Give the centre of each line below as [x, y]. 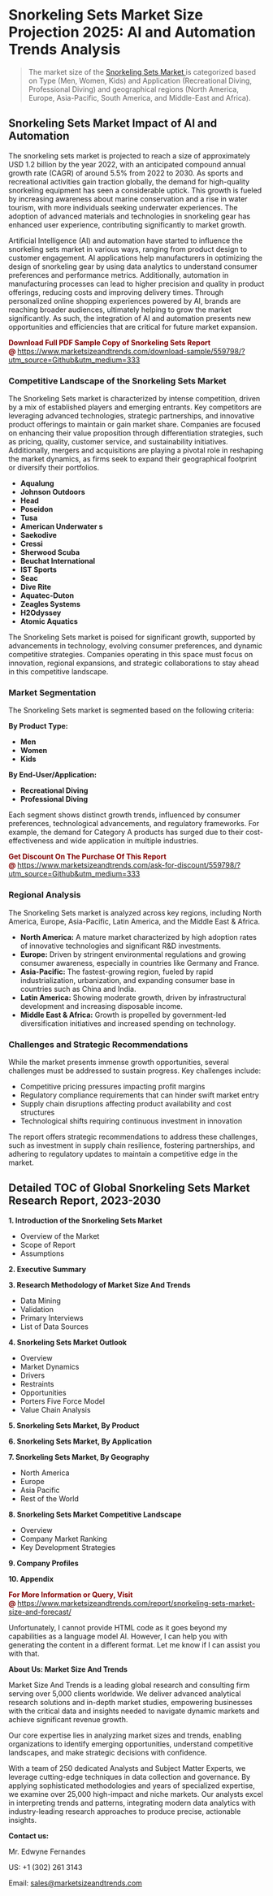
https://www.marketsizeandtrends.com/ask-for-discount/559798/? [129, 865]
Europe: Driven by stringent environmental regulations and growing [133, 954]
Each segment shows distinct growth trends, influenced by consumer [125, 815]
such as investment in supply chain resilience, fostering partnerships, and [132, 1145]
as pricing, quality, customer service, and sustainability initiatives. [119, 442]
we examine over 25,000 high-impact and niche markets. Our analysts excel [136, 1794]
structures [37, 1112]
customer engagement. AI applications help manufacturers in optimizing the [135, 258]
